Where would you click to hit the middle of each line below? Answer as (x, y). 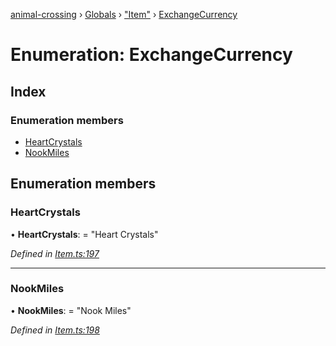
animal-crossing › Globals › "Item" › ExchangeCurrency (124, 14)
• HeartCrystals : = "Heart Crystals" (84, 234)
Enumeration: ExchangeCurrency (151, 55)
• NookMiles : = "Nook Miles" (71, 310)
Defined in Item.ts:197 (55, 253)
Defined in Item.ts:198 (55, 330)
